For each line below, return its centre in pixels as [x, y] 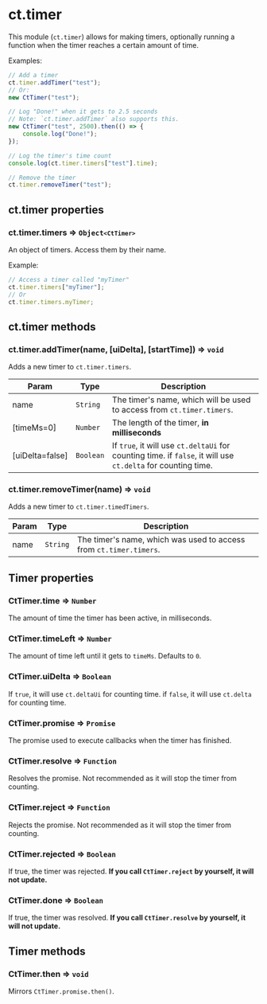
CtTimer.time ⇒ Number [52, 600]
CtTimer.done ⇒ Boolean [56, 900]
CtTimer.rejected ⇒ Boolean [62, 854]
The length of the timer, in [161, 423]
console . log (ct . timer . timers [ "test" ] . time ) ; [83, 163]
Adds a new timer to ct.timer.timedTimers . [79, 506]
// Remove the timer [43, 178]
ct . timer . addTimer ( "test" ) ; [55, 82]
